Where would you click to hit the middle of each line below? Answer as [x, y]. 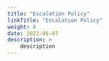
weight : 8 [22, 27]
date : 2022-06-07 [33, 33]
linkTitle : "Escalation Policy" [55, 20]
